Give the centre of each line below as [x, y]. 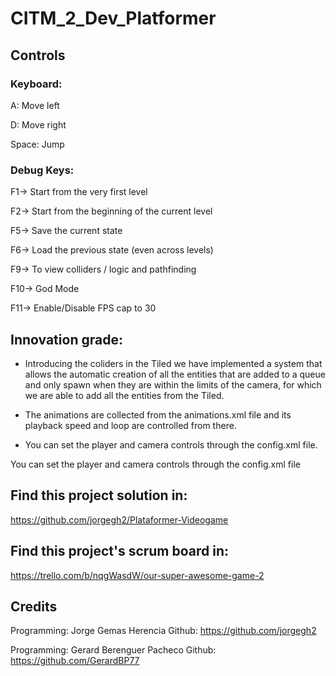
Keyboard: [36, 84]
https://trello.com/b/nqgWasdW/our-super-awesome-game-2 [137, 575]
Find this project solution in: [99, 495]
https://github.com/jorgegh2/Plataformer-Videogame [119, 519]
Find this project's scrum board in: [120, 551]
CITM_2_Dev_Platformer [113, 18]
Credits [34, 606]
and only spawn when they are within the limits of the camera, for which [173, 384]
